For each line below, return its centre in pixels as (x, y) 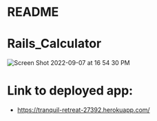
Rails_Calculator (54, 44)
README (33, 12)
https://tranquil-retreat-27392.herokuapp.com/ (83, 110)
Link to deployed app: (70, 91)
